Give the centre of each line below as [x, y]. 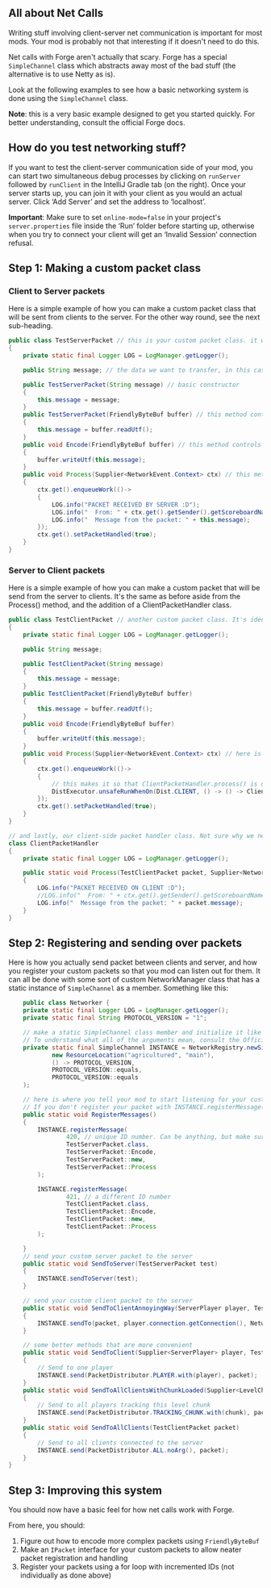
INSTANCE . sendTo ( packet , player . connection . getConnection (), [142, 1323]
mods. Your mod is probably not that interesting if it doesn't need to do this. [134, 41]
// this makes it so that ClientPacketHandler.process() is [154, 784]
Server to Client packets [57, 570]
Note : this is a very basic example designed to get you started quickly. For [132, 114]
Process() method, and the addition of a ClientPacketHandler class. [120, 605]
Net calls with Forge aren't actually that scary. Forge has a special [118, 56]
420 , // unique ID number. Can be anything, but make [158, 1137]
